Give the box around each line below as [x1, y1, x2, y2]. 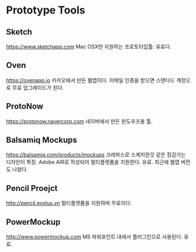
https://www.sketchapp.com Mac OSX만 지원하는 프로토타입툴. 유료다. [6, 43, 171, 50]
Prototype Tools [6, 4, 85, 17]
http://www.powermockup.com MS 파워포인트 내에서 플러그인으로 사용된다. [6, 233, 183, 240]
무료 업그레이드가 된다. [12, 84, 64, 91]
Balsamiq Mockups [6, 135, 77, 145]
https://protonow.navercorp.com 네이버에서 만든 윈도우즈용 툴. [6, 118, 153, 125]
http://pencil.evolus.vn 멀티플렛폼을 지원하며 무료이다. [6, 200, 132, 207]
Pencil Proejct [6, 183, 58, 193]
